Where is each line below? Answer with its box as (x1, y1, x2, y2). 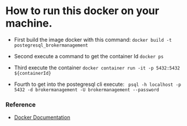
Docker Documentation (14, 114, 71, 121)
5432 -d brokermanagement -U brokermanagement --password (14, 87, 159, 92)
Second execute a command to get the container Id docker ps (14, 52, 164, 59)
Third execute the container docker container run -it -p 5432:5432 (14, 64, 181, 71)
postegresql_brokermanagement (14, 42, 89, 48)
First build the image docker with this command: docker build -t (14, 36, 172, 43)
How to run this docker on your (5, 4, 159, 18)
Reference (5, 100, 36, 108)
